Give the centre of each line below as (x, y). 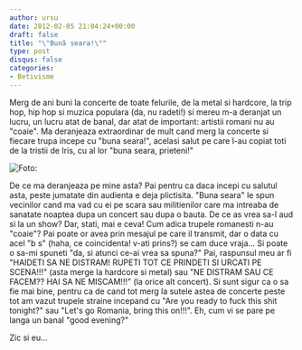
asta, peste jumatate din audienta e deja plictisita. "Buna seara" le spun (142, 194)
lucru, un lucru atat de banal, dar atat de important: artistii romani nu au (142, 121)
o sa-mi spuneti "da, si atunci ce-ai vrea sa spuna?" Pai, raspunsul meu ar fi (151, 252)
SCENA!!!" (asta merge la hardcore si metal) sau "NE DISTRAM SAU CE (142, 271)
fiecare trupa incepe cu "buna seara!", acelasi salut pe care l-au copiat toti (148, 140)
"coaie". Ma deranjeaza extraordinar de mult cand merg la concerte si (139, 131)
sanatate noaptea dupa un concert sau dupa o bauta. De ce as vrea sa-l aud (151, 214)
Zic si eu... (28, 337)
